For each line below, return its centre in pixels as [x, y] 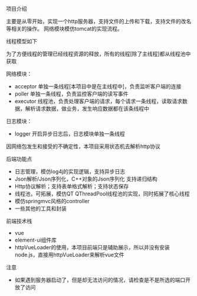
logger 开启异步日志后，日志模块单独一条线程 [70, 134]
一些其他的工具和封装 [40, 208]
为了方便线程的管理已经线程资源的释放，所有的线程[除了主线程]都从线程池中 [98, 54]
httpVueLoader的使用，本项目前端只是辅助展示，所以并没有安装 [92, 247]
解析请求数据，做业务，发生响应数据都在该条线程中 [87, 109]
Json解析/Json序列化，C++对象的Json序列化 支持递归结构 [86, 179]
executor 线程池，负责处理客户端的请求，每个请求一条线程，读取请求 [98, 101]
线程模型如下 [22, 41]
